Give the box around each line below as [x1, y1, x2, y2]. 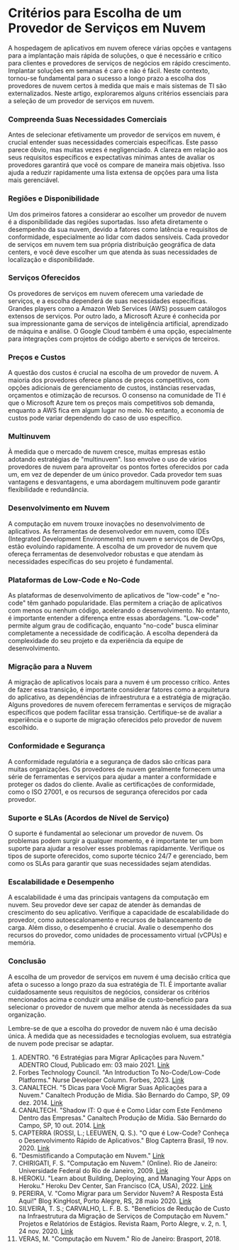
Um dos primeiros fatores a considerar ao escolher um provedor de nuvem [8, 210, 226, 218]
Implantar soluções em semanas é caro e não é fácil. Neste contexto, [8, 66, 210, 75]
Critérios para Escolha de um [8, 5, 182, 21]
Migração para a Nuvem [8, 662, 93, 672]
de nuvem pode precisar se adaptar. [8, 1039, 114, 1047]
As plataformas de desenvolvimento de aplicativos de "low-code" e [8, 591, 205, 600]
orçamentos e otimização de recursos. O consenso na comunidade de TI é [8, 391, 226, 400]
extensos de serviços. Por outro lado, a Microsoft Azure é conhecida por [8, 312, 221, 320]
